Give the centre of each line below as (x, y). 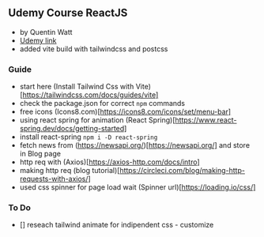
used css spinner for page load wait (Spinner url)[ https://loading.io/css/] (138, 187)
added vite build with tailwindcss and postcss (94, 49)
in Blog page (40, 154)
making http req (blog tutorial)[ (70, 171)
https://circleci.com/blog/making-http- (182, 171)
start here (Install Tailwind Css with (77, 87)
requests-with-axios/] (55, 179)
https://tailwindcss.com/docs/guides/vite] (91, 95)
